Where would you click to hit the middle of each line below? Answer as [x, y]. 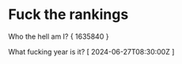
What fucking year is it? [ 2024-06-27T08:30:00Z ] [91, 51]
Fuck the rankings [68, 15]
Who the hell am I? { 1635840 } [59, 36]
